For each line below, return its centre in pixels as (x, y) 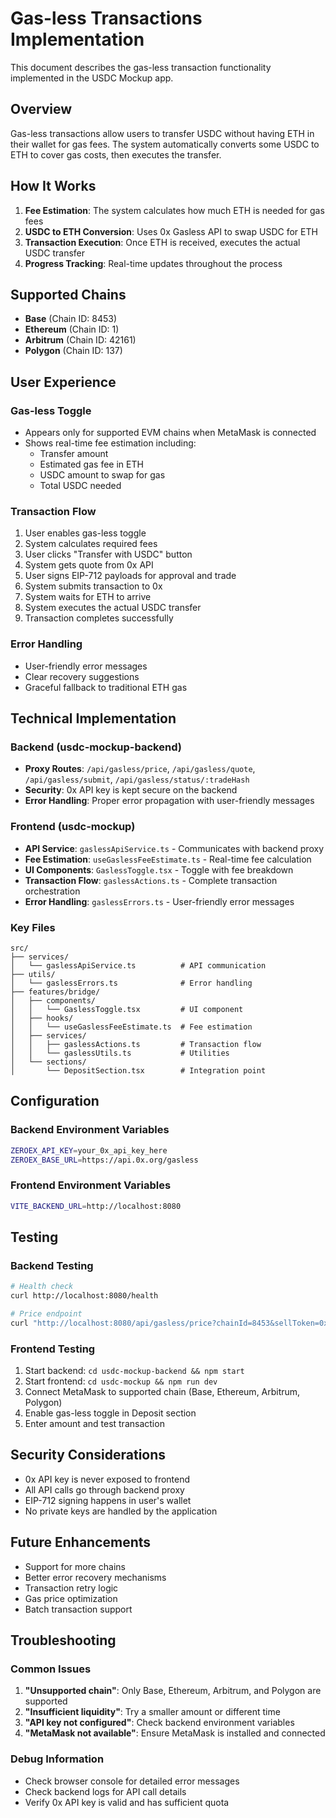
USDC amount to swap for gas (102, 475)
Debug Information (57, 1759)
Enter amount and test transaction (94, 1424)
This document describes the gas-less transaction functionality (141, 67)
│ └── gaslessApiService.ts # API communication (138, 965)
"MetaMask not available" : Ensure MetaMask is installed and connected (175, 1733)
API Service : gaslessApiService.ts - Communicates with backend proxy (174, 848)
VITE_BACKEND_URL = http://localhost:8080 (96, 1206)
